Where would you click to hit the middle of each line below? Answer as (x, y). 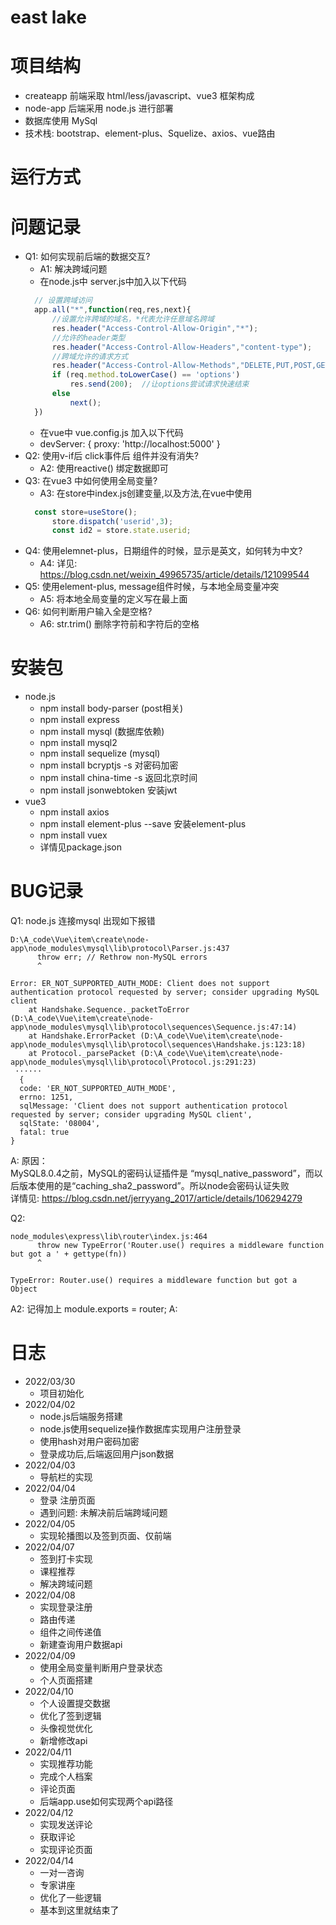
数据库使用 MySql (61, 121)
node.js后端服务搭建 (81, 1417)
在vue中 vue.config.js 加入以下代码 (111, 432)
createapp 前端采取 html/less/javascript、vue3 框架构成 (139, 96)
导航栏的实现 (66, 1477)
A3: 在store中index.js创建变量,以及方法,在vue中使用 (146, 493)
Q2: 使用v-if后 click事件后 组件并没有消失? (111, 455)
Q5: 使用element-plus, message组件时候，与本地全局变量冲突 (152, 587)
